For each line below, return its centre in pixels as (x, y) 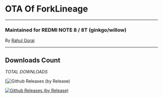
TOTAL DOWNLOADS (26, 72)
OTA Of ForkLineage (47, 9)
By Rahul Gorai (20, 41)
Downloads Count (33, 60)
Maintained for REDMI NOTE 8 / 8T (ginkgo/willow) (66, 30)
